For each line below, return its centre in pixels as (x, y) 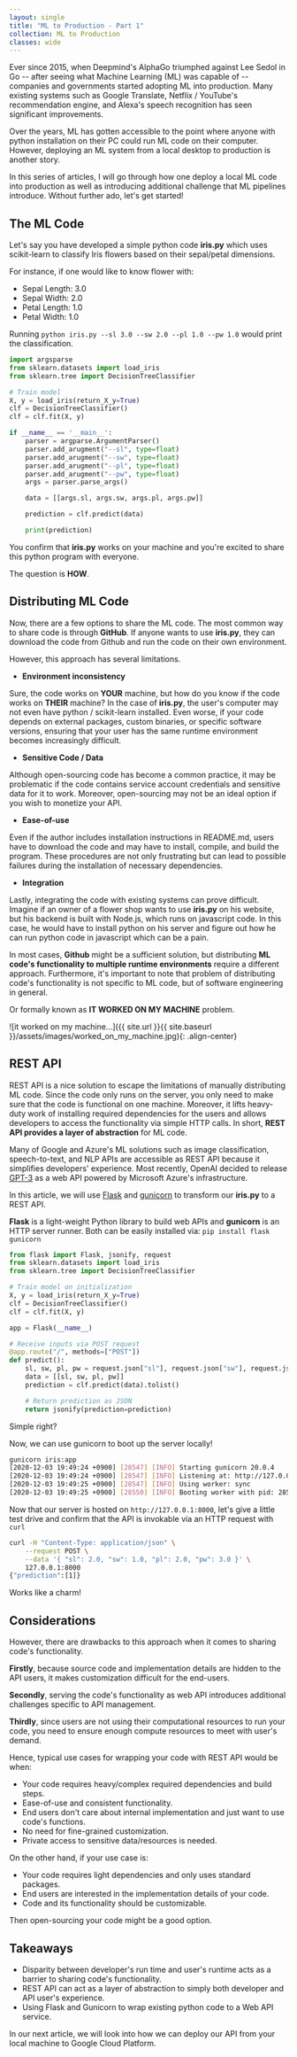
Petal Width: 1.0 (50, 317)
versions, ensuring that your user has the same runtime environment (133, 731)
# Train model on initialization (71, 1287)
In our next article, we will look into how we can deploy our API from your (142, 2033)
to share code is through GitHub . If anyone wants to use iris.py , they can (142, 632)
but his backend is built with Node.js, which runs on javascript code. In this (145, 919)
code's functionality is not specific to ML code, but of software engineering (146, 982)
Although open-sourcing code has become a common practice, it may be (143, 774)
